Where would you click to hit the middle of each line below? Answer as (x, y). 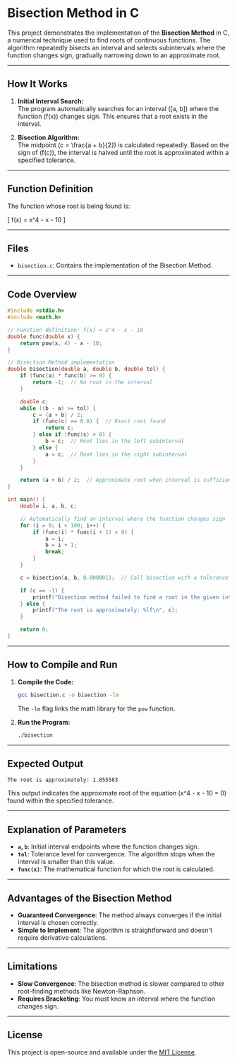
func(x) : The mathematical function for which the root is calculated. (116, 869)
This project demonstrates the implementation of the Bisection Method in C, (119, 33)
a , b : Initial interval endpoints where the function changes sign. (108, 846)
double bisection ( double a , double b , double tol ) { (86, 369)
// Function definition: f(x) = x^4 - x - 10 (75, 330)
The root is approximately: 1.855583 (63, 780)
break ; (55, 552)
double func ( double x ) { (44, 337)
